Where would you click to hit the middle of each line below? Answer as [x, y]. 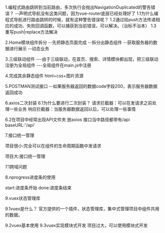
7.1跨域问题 [16, 167]
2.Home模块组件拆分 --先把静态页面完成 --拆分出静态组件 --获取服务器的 [79, 42]
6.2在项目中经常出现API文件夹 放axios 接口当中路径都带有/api [67, 119]
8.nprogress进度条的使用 [30, 177]
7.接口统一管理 [20, 135]
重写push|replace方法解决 [32, 32]
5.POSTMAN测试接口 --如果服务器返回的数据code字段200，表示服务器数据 [81, 86]
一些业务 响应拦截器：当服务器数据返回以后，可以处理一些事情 [72, 109]
